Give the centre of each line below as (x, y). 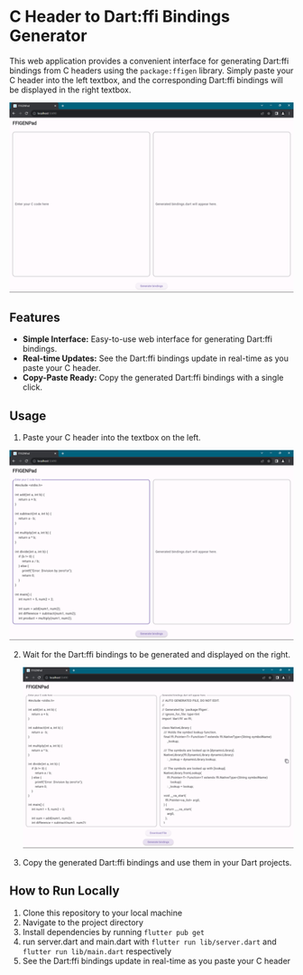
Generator (48, 36)
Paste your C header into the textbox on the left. (111, 438)
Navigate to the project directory (83, 922)
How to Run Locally (64, 891)
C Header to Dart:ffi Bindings (119, 17)
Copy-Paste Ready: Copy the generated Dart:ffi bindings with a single (153, 378)
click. (32, 387)
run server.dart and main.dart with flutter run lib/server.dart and (149, 942)
